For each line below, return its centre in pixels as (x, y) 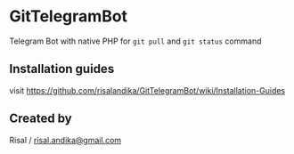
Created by (41, 119)
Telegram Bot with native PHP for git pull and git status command (135, 41)
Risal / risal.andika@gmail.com (65, 140)
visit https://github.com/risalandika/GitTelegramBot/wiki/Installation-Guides (147, 90)
